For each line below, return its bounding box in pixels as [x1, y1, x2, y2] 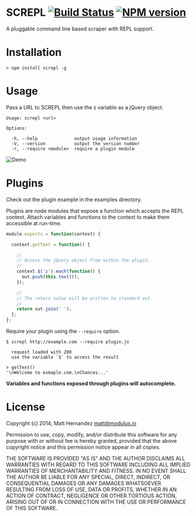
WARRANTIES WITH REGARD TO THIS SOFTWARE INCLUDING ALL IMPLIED [6, 461, 191, 468]
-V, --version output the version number [11, 140, 140, 146]
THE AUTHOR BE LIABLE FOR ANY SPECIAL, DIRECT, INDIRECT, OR [6, 473, 171, 480]
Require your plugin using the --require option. [6, 328, 121, 335]
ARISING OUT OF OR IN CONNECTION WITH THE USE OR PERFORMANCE [6, 498, 186, 505]
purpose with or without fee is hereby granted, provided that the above [6, 437, 177, 444]
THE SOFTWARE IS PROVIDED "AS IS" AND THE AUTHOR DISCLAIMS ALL [6, 455, 185, 462]
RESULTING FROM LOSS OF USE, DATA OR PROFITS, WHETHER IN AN [6, 486, 177, 493]
